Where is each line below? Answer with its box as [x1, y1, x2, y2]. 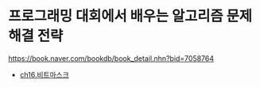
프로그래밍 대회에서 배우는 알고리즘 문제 [8, 7, 253, 25]
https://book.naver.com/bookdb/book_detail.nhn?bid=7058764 [8, 53, 215, 63]
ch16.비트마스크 [19, 70, 69, 79]
